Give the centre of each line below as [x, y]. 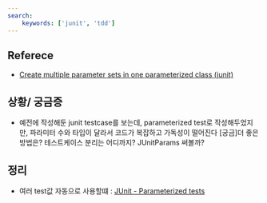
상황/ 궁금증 [35, 102]
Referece [30, 56]
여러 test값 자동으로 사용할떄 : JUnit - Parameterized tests [112, 191]
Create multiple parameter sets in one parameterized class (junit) [126, 75]
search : [20, 16]
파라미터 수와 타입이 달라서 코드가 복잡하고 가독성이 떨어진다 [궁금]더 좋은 [144, 133]
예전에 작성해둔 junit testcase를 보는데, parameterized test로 [116, 123]
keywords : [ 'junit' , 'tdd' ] [68, 23]
